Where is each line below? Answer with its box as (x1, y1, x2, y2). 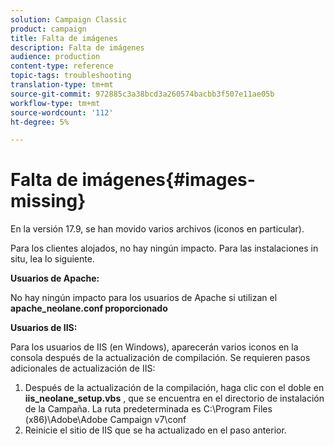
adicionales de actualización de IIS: (10, 362, 156, 375)
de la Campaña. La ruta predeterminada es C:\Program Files (24, 403, 273, 415)
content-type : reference (10, 61, 114, 71)
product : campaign (10, 24, 87, 34)
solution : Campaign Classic (10, 14, 128, 25)
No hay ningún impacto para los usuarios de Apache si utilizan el (10, 292, 278, 304)
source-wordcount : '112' (10, 107, 114, 118)
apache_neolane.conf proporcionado (10, 302, 168, 315)
